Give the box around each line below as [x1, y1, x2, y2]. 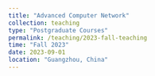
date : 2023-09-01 [8, 48, 66, 56]
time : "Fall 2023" [8, 41, 69, 49]
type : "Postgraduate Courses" [8, 26, 109, 34]
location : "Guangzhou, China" [8, 56, 109, 64]
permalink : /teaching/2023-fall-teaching [8, 33, 148, 42]
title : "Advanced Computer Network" [8, 11, 130, 20]
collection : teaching [8, 19, 80, 27]
